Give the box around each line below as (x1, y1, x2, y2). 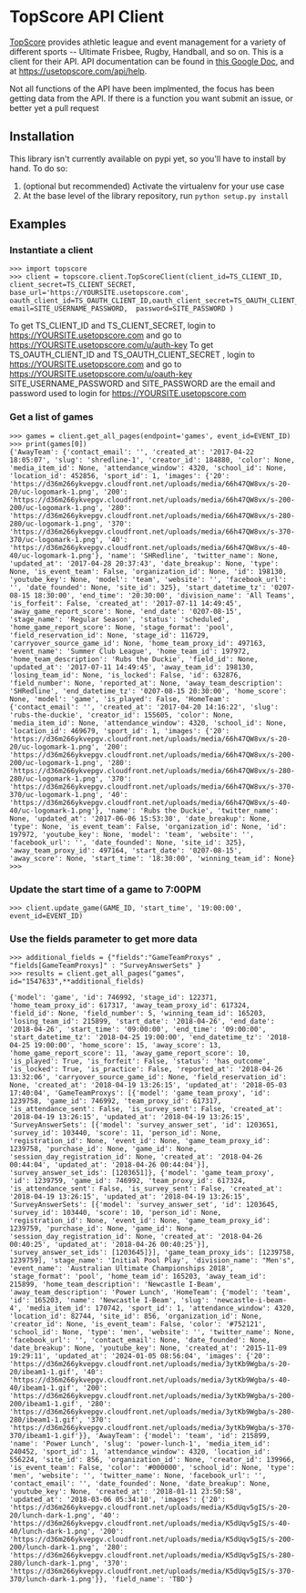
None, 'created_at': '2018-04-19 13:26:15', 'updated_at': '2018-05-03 (9, 1081, 287, 1090)
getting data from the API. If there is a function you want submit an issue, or (9, 93, 293, 104)
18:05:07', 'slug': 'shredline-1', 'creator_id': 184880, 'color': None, (9, 455, 296, 465)
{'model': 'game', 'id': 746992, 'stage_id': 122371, (9, 993, 219, 1003)
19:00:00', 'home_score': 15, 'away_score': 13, (33, 1041, 222, 1050)
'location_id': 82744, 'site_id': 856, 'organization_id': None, (9, 1312, 262, 1322)
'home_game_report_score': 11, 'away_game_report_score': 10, (9, 1049, 250, 1058)
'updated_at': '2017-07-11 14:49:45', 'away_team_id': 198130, (9, 662, 255, 671)
